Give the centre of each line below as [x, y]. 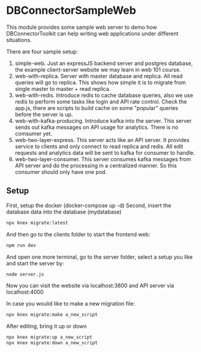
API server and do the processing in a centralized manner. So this [96, 165]
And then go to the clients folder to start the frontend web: [78, 234]
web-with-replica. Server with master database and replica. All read [99, 76]
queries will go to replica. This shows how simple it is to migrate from [100, 82]
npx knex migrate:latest [37, 223]
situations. [19, 40]
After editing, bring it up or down [46, 326]
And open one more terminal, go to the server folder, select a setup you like [100, 257]
